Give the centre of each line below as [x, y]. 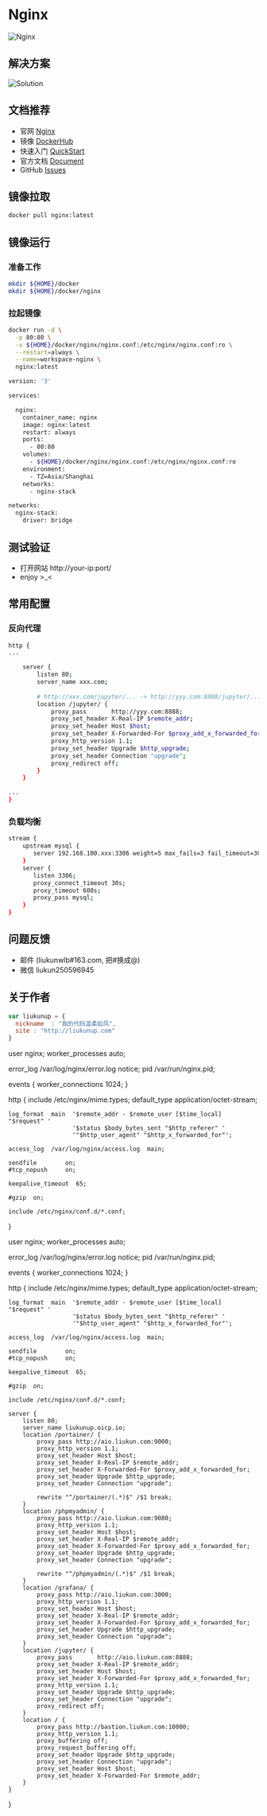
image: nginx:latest [56, 425]
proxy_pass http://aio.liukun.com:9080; [104, 1519]
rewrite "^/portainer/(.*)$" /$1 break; [104, 1498]
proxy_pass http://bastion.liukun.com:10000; [114, 1727]
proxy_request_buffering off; [87, 1748]
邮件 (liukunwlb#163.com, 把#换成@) [80, 960]
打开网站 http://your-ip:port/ [66, 568]
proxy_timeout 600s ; [67, 891]
